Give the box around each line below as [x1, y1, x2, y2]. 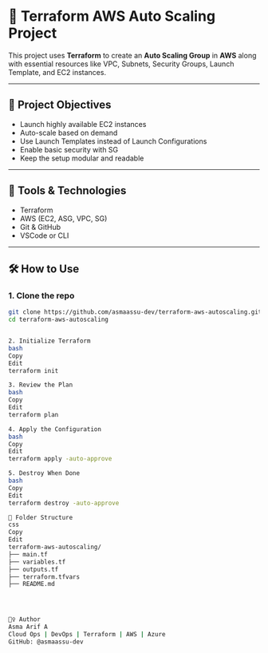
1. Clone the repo [8, 290, 75, 301]
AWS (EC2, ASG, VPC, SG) [19, 213, 108, 223]
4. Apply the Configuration [8, 425, 102, 433]
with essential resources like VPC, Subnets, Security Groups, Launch [8, 59, 235, 69]
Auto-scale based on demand [19, 128, 118, 137]
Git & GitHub [19, 222, 61, 232]
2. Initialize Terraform [8, 337, 91, 345]
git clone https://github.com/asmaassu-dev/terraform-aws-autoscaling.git [8, 308, 262, 316]
